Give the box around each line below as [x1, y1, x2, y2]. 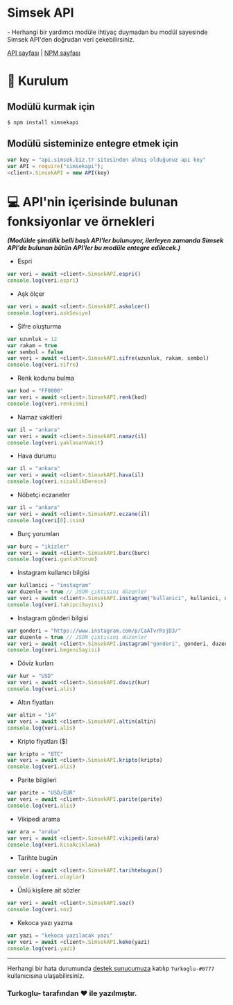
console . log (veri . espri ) [7, 277, 79, 284]
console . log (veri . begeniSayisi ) [7, 647, 101, 654]
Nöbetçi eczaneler [17, 491, 71, 499]
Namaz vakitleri [17, 413, 62, 421]
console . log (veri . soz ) [7, 906, 73, 913]
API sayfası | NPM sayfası [7, 49, 81, 57]
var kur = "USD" [7, 672, 54, 680]
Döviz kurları [17, 659, 54, 667]
